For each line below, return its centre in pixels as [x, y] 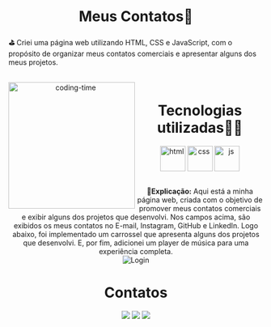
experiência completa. [136, 251]
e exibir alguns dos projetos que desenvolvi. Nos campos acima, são [136, 217]
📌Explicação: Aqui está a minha [200, 191]
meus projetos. [33, 62]
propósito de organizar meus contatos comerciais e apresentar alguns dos [133, 53]
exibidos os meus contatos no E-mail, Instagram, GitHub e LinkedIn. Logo [136, 225]
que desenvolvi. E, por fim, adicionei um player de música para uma [136, 243]
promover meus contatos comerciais [200, 208]
